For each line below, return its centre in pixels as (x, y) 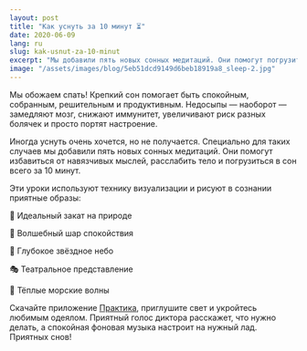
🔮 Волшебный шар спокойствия (72, 232)
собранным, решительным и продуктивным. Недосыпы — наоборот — (148, 104)
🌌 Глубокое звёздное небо (62, 251)
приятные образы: (45, 198)
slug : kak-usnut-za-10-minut (65, 52)
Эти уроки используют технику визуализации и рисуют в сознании (141, 188)
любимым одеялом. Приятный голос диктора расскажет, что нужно (143, 317)
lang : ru (26, 43)
